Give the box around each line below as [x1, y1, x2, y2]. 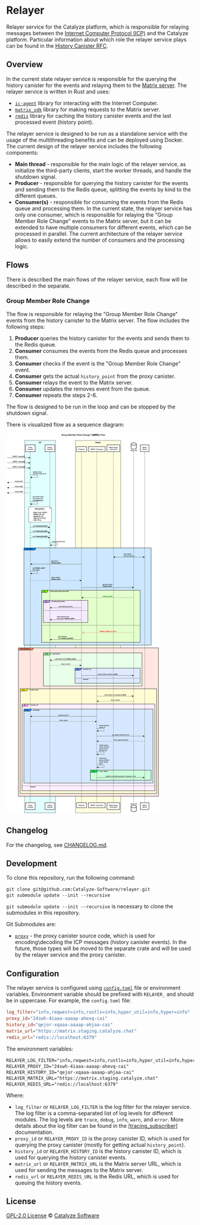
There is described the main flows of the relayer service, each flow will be [6, 276, 187, 283]
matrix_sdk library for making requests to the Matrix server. [14, 105, 161, 113]
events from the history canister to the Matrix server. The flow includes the [6, 317, 189, 324]
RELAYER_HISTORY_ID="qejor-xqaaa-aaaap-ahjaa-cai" [6, 1069, 135, 1075]
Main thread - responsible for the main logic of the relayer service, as [14, 160, 186, 167]
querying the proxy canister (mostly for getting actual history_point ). [14, 1141, 186, 1148]
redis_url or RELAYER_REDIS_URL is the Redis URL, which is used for [14, 1173, 179, 1180]
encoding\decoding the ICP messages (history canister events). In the [14, 939, 187, 946]
